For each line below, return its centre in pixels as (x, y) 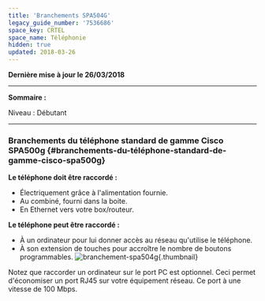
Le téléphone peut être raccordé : (64, 225)
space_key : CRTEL (37, 30)
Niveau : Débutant (37, 113)
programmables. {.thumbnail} (109, 257)
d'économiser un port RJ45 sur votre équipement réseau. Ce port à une (125, 280)
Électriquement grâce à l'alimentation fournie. (93, 193)
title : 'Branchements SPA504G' (60, 15)
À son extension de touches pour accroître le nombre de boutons (125, 249)
